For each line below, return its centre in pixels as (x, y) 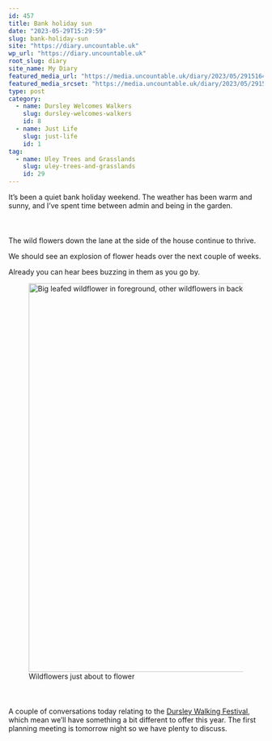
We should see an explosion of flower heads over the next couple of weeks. (135, 256)
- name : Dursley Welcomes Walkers (74, 106)
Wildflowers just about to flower (82, 676)
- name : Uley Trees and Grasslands (76, 159)
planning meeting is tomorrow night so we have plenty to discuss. (118, 728)
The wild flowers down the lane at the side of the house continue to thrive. (132, 241)
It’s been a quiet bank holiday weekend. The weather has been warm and (130, 197)
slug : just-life (51, 136)
